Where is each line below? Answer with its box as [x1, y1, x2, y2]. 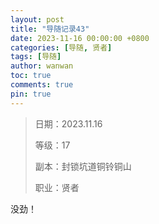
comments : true [10, 80, 74, 90]
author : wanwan [10, 61, 74, 71]
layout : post [10, 14, 65, 25]
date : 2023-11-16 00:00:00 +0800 [10, 33, 150, 43]
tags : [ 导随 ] [10, 52, 62, 62]
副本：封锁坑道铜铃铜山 [34, 160, 132, 172]
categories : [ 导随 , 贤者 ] [10, 42, 113, 53]
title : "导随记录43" [10, 24, 90, 34]
